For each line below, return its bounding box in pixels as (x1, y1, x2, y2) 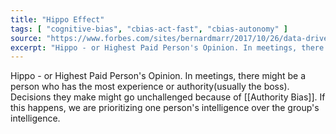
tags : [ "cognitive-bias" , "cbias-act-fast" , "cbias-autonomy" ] (10, 24, 288, 34)
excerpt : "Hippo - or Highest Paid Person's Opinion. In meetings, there (10, 42, 325, 53)
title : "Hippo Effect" (10, 14, 105, 25)
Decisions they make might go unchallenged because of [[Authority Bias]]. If (10, 91, 326, 103)
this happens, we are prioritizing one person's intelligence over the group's (10, 102, 320, 114)
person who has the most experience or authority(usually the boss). (10, 81, 290, 93)
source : (10, 33, 43, 43)
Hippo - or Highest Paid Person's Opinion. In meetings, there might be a (10, 70, 307, 82)
